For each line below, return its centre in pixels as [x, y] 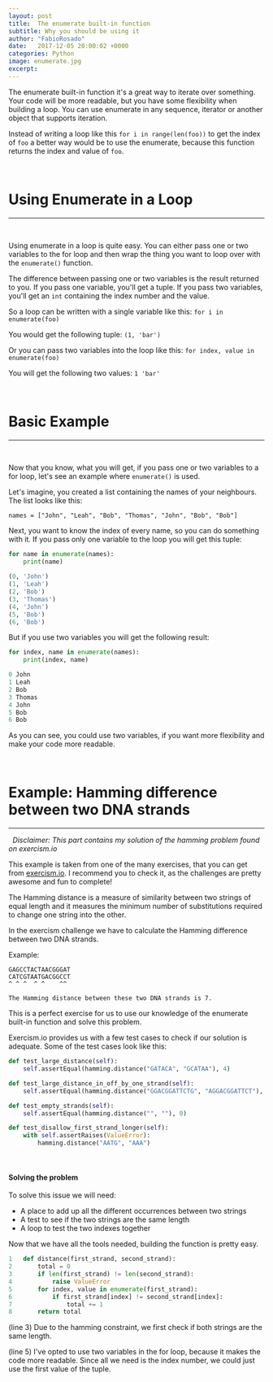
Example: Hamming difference [113, 793]
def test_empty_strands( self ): [61, 1106]
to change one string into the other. [67, 915]
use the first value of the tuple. [60, 1369]
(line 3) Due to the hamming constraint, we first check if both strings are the [135, 1328]
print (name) [43, 562]
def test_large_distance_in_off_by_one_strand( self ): [102, 1083]
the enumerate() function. [51, 263]
